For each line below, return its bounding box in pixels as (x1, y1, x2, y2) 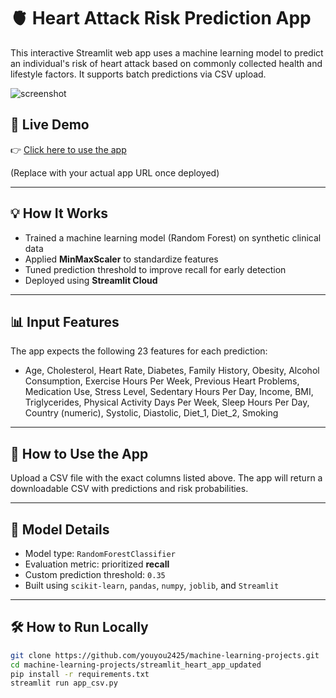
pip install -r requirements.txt (10, 669, 150, 679)
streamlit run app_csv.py (10, 678, 118, 689)
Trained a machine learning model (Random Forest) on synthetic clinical (24, 231, 322, 244)
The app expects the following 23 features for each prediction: (10, 345, 268, 357)
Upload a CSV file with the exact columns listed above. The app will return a (10, 472, 323, 484)
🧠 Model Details (10, 521, 110, 538)
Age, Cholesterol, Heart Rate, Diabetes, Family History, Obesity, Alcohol (24, 365, 320, 377)
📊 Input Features (10, 313, 120, 330)
